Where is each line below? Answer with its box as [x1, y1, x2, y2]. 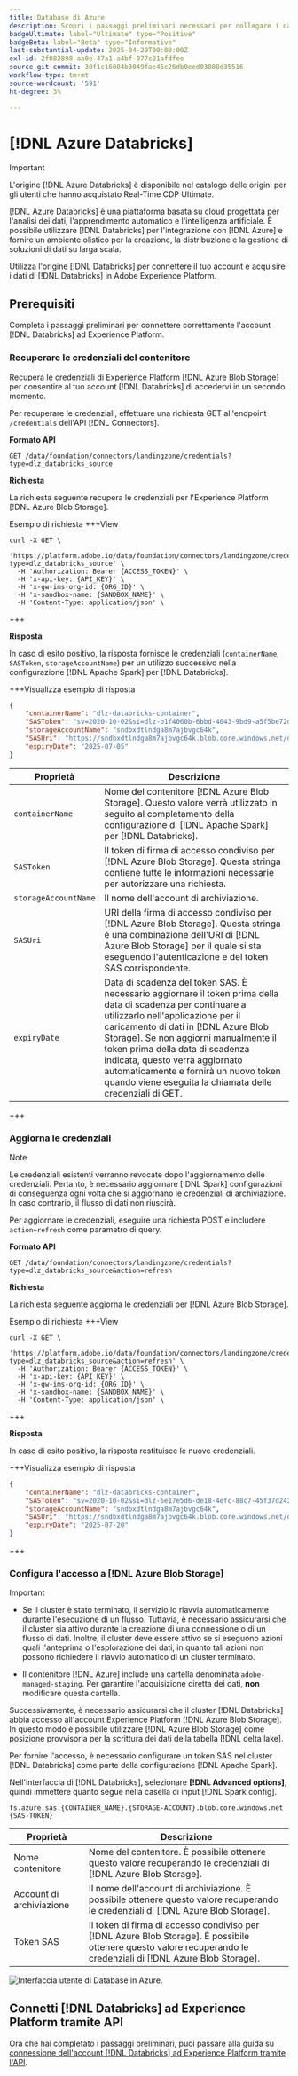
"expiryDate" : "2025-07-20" [25, 1521, 129, 1530]
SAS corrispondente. [104, 962, 191, 974]
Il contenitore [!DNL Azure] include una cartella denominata [21, 1669, 239, 1679]
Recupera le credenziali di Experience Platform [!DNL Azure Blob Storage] [9, 372, 279, 382]
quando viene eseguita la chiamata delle [104, 1075, 272, 1088]
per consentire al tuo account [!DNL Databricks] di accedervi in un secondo [9, 381, 286, 391]
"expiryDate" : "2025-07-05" [25, 742, 129, 751]
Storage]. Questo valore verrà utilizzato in [104, 796, 278, 808]
